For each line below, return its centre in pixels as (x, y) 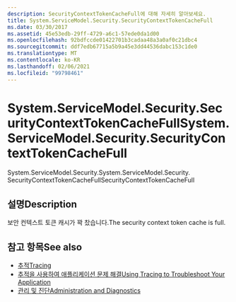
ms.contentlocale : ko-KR (44, 60)
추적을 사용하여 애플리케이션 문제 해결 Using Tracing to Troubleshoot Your (121, 274)
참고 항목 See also (45, 247)
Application (34, 282)
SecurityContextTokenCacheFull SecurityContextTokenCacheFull (101, 180)
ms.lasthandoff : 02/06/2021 (49, 66)
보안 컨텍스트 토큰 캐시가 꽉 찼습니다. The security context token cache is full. (117, 223)
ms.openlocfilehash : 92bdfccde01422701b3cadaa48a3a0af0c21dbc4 (102, 40)
